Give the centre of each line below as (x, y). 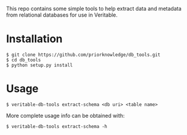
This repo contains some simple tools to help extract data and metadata (94, 9)
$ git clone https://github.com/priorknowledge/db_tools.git (83, 55)
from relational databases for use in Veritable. (62, 15)
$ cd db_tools (24, 60)
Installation (34, 39)
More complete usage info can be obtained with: (65, 115)
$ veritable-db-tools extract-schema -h (57, 126)
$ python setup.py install (39, 65)
